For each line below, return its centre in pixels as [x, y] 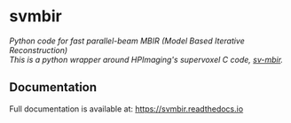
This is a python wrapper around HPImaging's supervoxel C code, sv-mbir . [146, 59]
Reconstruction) [39, 50]
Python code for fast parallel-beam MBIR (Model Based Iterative [127, 41]
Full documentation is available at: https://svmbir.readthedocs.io [126, 109]
